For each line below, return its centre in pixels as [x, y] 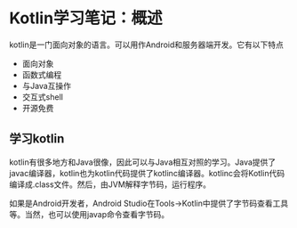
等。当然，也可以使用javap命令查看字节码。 [89, 214]
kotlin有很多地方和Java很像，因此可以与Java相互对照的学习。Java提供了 [143, 162]
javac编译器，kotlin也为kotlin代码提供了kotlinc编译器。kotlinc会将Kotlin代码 [147, 173]
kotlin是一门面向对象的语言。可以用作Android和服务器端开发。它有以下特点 [147, 45]
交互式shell [43, 97]
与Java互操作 [47, 85]
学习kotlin [37, 139]
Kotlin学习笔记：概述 [86, 18]
